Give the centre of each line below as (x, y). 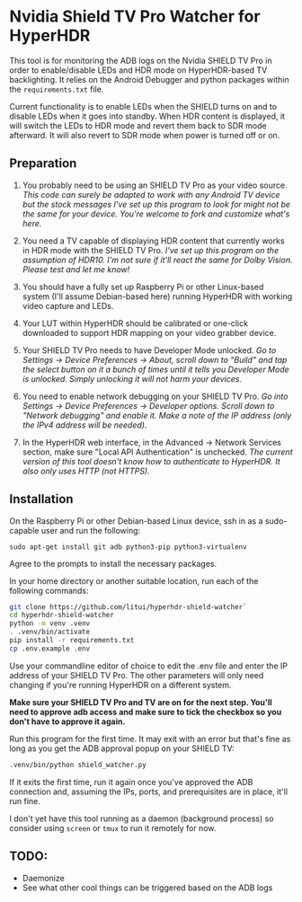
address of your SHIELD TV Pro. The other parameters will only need (137, 675)
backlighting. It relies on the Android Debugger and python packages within (149, 79)
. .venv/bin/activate (50, 632)
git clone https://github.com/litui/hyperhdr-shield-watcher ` (128, 607)
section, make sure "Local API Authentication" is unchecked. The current (157, 452)
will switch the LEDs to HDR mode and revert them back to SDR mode (138, 125)
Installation (41, 499)
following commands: (49, 590)
